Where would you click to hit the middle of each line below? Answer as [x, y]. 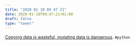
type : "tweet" [20, 23]
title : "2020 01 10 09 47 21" [36, 10]
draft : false [18, 19]
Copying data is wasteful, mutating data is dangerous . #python [68, 37]
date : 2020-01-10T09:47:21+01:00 [39, 14]
